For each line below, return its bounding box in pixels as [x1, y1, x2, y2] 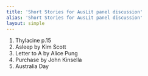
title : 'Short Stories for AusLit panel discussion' [6, 9, 143, 15]
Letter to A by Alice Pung [15, 50, 78, 57]
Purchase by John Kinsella [15, 56, 82, 64]
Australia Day [15, 63, 49, 70]
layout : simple [6, 20, 45, 26]
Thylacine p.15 [15, 37, 52, 44]
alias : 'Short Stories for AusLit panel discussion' [6, 15, 143, 21]
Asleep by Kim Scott [15, 43, 66, 50]
